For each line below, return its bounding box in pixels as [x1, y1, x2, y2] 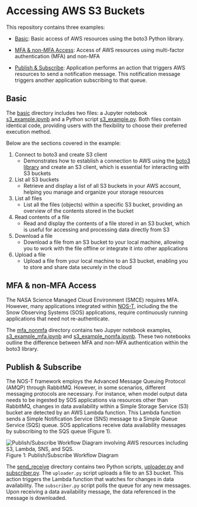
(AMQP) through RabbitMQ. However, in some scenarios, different [6, 384, 166, 391]
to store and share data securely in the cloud [23, 263, 132, 270]
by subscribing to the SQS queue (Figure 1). [6, 428, 112, 435]
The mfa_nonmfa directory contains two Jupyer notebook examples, [6, 326, 172, 333]
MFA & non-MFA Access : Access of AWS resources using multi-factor [14, 46, 184, 54]
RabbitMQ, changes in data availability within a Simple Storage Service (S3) [6, 403, 189, 410]
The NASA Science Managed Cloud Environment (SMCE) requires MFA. [6, 296, 179, 303]
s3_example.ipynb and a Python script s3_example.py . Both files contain [6, 115, 181, 122]
